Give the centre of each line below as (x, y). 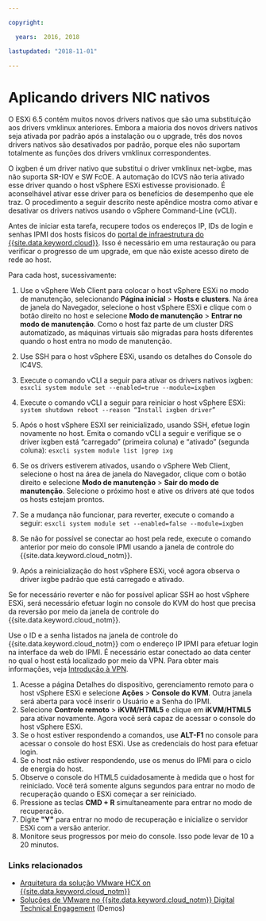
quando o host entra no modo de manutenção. (96, 341)
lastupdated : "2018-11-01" (53, 51)
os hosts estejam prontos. (62, 499)
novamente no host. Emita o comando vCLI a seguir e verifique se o (131, 434)
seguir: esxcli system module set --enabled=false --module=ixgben (131, 523)
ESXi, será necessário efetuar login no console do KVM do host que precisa (132, 603)
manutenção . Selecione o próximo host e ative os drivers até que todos (137, 491)
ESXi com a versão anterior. (65, 828)
